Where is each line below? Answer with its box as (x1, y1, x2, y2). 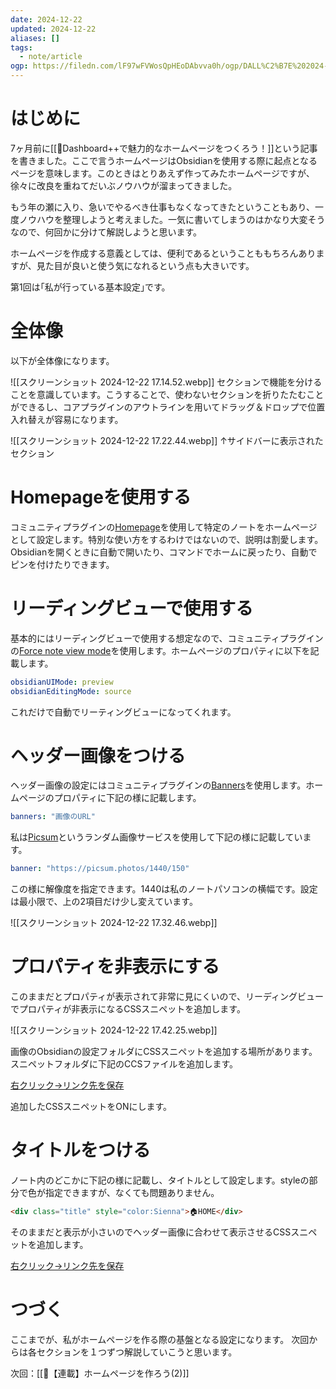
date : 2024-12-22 (10, 14, 83, 25)
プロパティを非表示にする (10, 956, 220, 978)
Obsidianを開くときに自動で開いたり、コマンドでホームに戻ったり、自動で (10, 546, 318, 558)
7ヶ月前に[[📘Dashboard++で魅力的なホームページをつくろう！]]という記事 (10, 142, 318, 154)
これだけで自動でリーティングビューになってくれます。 (10, 706, 237, 718)
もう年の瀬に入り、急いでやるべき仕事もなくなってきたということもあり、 (10, 201, 315, 213)
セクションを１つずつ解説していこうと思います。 (36, 1346, 238, 1358)
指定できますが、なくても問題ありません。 (44, 1187, 220, 1199)
